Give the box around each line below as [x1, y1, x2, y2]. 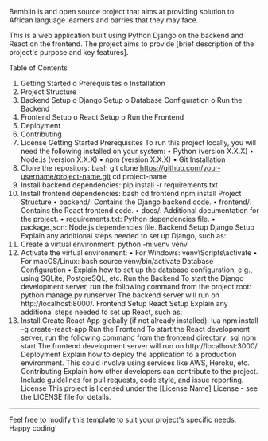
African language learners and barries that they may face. [9, 15, 199, 25]
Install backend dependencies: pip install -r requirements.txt [20, 180, 218, 190]
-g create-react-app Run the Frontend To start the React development [20, 325, 250, 333]
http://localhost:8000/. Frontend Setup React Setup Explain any [20, 299, 229, 308]
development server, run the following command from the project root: [20, 282, 252, 291]
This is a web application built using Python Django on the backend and [9, 31, 244, 40]
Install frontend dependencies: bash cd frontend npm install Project [20, 189, 242, 198]
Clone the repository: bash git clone [20, 163, 138, 172]
